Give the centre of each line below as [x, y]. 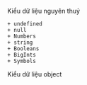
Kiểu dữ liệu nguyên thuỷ [43, 11]
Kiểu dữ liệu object [35, 74]
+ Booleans [23, 49]
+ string [20, 42]
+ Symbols [22, 61]
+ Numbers [22, 36]
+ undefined [25, 24]
